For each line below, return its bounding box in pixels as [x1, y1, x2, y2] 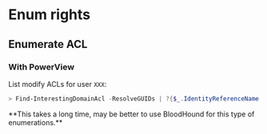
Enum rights [8, 6, 91, 24]
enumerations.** [8, 117, 63, 127]
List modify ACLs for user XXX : [8, 79, 107, 89]
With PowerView [8, 61, 74, 73]
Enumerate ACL [8, 37, 88, 51]
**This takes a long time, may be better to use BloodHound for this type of [8, 109, 255, 119]
